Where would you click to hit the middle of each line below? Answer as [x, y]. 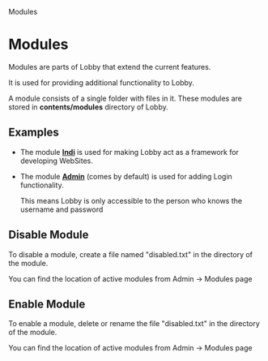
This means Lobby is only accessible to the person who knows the [131, 200]
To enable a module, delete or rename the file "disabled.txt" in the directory [134, 324]
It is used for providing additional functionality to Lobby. [101, 82]
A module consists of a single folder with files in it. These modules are [125, 98]
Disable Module [49, 235]
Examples [34, 133]
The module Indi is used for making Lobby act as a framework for [129, 152]
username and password [62, 209]
